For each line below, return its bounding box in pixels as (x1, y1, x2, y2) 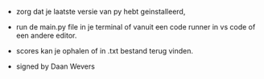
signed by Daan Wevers (15, 61, 95, 71)
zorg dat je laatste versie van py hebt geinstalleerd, (15, 7, 186, 16)
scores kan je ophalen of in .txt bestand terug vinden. (15, 46, 194, 55)
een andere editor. (15, 31, 77, 40)
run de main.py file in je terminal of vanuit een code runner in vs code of (15, 22, 256, 31)
